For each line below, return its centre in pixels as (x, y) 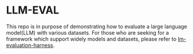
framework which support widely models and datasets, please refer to (91, 39)
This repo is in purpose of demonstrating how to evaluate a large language (97, 26)
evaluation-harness (30, 45)
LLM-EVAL (33, 10)
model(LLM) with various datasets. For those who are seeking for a (88, 32)
